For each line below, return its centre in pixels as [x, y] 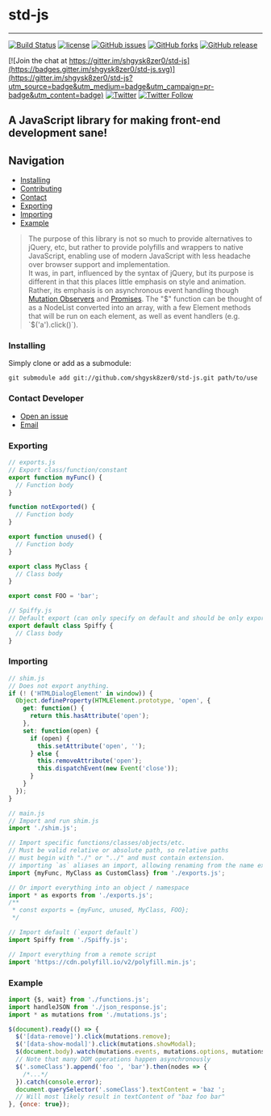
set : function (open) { [61, 731]
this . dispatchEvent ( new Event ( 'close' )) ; [108, 769]
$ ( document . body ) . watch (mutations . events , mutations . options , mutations [140, 1052]
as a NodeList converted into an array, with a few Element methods [140, 308]
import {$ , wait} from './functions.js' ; [79, 999]
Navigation [36, 161]
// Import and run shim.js [54, 821]
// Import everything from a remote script [83, 954]
